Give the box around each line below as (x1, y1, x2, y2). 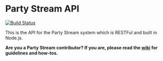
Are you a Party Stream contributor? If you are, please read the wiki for (5, 44, 158, 50)
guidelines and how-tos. (5, 50, 58, 56)
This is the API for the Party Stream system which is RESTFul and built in (5, 29, 157, 35)
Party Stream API (5, 3, 79, 15)
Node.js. (5, 35, 23, 41)
